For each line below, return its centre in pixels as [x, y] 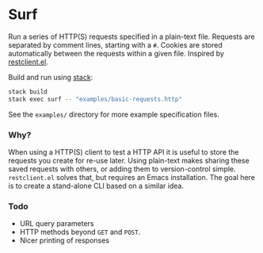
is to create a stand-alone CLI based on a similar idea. [96, 186]
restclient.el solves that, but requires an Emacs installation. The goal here [132, 177]
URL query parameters [57, 224]
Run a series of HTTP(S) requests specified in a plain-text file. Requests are [131, 36]
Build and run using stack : [51, 77]
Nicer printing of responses [64, 240]
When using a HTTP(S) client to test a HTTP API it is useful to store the [124, 151]
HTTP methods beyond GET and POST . [80, 232]
